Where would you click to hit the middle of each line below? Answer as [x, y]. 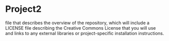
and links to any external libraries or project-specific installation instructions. [85, 33]
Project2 [23, 9]
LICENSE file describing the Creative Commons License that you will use [81, 28]
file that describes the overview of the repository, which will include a [77, 23]
